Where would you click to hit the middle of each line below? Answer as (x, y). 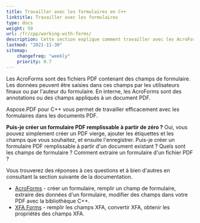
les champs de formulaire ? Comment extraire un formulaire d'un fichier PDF (100, 152)
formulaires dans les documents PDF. (52, 115)
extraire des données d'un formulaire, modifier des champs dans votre (101, 194)
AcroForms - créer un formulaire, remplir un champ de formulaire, (95, 188)
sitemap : (17, 51)
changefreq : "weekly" (43, 56)
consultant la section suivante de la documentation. (69, 176)
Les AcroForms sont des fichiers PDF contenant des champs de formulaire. (98, 79)
